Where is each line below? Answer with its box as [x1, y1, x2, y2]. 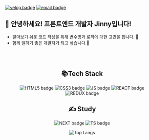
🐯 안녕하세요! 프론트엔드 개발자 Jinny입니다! [5, 20, 132, 28]
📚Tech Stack [61, 70, 103, 78]
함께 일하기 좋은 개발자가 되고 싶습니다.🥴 [12, 40, 89, 46]
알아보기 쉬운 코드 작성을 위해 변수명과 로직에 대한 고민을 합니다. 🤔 [12, 34, 139, 40]
